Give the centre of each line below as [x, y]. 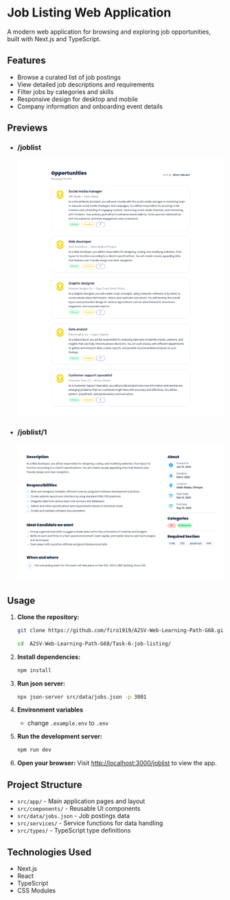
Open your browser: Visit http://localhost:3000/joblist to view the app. [117, 763]
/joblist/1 [32, 432]
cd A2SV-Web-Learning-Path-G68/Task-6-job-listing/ [94, 644]
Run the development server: [60, 736]
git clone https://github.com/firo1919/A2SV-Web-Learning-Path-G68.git [122, 630]
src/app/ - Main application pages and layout [81, 801]
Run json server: [41, 683]
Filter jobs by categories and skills [65, 91]
